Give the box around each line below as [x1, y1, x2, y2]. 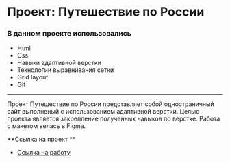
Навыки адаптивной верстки [16, 59, 101, 67]
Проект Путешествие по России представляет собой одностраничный [7, 100, 214, 108]
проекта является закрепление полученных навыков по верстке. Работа [7, 114, 220, 123]
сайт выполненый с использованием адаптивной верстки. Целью [7, 108, 200, 116]
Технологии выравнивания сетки [16, 66, 114, 74]
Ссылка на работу [16, 149, 71, 157]
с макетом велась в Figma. [7, 122, 86, 130]
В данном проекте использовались [7, 29, 131, 38]
